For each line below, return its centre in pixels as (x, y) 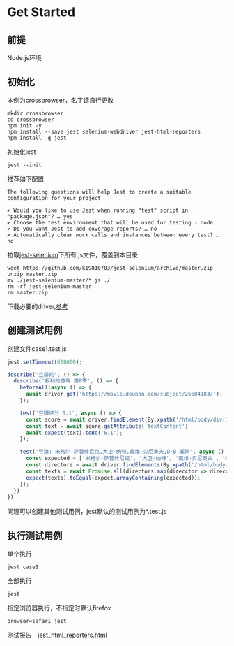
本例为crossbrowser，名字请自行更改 (61, 100)
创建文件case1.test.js (37, 349)
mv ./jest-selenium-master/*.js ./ (59, 280)
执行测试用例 (35, 536)
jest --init (24, 165)
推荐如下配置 (25, 178)
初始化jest (22, 152)
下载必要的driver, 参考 (38, 306)
